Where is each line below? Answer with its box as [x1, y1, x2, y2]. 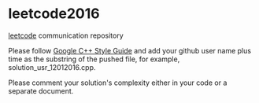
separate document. [8, 86, 74, 95]
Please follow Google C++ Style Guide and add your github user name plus [8, 46, 252, 55]
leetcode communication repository [8, 31, 124, 40]
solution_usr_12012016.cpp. [8, 62, 96, 72]
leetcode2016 [8, 5, 100, 23]
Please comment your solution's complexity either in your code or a [8, 78, 228, 87]
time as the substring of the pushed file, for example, [8, 54, 180, 64]
